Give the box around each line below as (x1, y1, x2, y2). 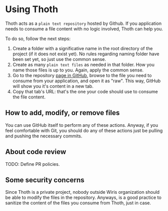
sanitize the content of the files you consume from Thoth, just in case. (5, 200, 151, 206)
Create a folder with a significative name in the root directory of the (12, 45, 153, 51)
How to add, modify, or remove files (5, 109, 120, 117)
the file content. (12, 94, 46, 100)
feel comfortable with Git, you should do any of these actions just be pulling (5, 127, 163, 133)
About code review (5, 148, 67, 156)
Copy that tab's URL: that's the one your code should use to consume (12, 88, 158, 94)
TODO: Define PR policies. (5, 161, 60, 167)
